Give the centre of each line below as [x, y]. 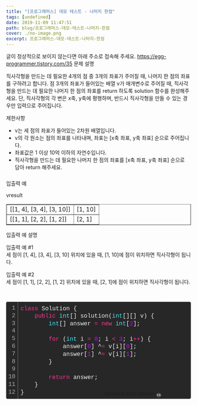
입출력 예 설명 [22, 235]
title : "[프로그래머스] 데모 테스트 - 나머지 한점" [61, 11]
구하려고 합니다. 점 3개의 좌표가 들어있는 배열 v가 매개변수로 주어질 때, [92, 83]
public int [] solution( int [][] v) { [94, 317]
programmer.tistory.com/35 [39, 63]
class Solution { [49, 309]
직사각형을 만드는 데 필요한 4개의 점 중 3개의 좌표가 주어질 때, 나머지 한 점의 [93, 76]
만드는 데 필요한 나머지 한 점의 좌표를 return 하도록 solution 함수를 [93, 91]
